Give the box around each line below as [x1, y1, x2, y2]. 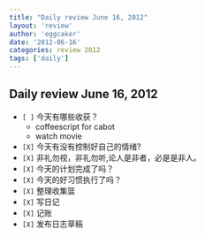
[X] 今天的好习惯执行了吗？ [21, 174, 122, 185]
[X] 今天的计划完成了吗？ [21, 163, 115, 173]
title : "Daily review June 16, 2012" [9, 12, 148, 22]
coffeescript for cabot [34, 121, 115, 132]
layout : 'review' [9, 21, 73, 30]
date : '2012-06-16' [9, 37, 81, 47]
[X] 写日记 [21, 196, 60, 207]
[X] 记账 [21, 207, 53, 218]
